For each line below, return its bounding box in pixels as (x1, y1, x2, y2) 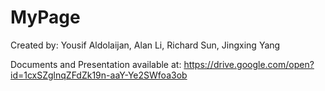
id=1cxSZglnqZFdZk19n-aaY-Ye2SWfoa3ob (10, 69, 188, 81)
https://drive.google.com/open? (183, 58, 315, 70)
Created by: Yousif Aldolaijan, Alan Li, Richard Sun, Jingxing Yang (10, 39, 281, 51)
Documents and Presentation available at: (10, 58, 182, 70)
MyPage (10, 6, 81, 29)
